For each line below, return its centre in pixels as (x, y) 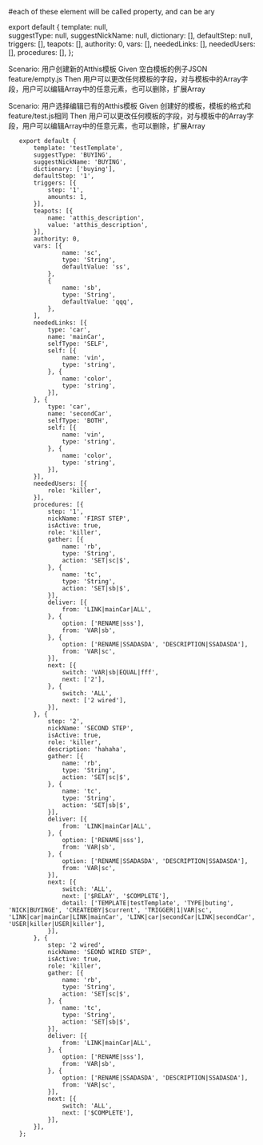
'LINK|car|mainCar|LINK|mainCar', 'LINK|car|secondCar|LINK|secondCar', (132, 917)
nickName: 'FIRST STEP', (89, 519)
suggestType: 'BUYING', (73, 155)
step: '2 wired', (76, 945)
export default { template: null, (58, 27)
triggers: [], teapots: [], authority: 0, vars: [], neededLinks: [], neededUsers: (132, 44)
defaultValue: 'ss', (96, 267)
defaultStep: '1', (64, 176)
